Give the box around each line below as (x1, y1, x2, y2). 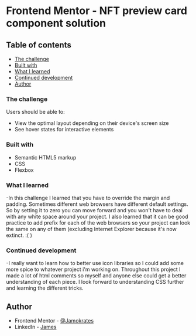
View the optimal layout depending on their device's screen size (14, 120, 169, 127)
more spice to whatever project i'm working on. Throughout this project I (6, 266, 181, 273)
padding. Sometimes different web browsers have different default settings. (6, 201, 188, 208)
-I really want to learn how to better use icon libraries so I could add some (6, 260, 184, 267)
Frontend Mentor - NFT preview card (6, 4, 187, 18)
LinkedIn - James (14, 324, 57, 330)
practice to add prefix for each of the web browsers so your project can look (6, 219, 191, 226)
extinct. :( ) (6, 232, 32, 239)
